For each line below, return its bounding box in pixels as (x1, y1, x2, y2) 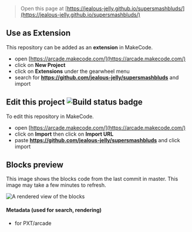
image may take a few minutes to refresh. (6, 181, 106, 189)
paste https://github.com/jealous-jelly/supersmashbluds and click (14, 136, 180, 143)
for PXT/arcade (14, 220, 52, 227)
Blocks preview (6, 160, 63, 170)
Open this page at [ (20, 5, 68, 12)
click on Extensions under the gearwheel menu (14, 68, 130, 75)
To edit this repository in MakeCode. (6, 113, 94, 120)
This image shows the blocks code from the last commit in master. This (6, 176, 178, 183)
